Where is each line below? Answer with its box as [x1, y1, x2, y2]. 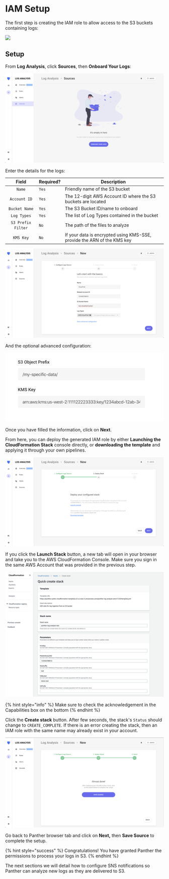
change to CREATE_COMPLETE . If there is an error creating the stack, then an [5, 722, 157, 728]
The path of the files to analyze [64, 222, 129, 228]
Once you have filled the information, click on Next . [5, 426, 112, 432]
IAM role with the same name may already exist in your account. [5, 727, 138, 733]
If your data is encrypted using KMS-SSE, [64, 232, 152, 238]
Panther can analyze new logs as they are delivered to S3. [5, 868, 126, 874]
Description [100, 179, 126, 185]
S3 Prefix [11, 220, 32, 225]
